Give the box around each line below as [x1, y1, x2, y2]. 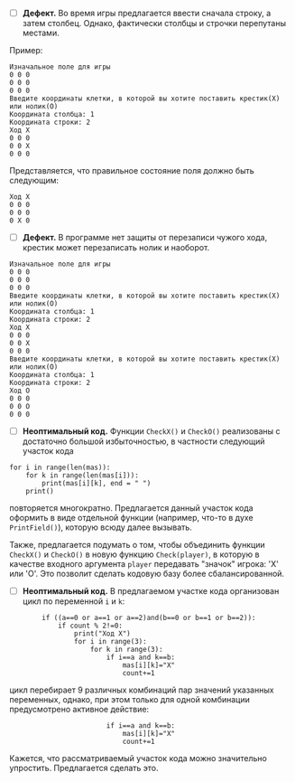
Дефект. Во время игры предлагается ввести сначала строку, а [22, 8, 272, 18]
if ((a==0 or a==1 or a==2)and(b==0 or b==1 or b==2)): [41, 614, 256, 623]
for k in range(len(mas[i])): [25, 471, 140, 480]
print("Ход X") [73, 629, 131, 638]
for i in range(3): [73, 637, 147, 646]
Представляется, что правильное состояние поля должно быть [9, 165, 254, 176]
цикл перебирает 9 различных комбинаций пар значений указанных [9, 684, 274, 695]
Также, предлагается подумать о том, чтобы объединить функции [9, 540, 265, 551]
